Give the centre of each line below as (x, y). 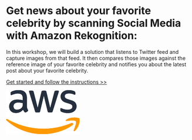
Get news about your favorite (79, 11)
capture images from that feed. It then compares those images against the (96, 58)
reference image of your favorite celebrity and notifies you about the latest (96, 64)
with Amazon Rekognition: (72, 36)
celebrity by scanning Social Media (94, 23)
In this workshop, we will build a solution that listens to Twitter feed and (92, 52)
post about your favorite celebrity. (47, 70)
